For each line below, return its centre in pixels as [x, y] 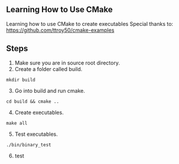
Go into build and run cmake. [50, 91]
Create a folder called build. [48, 69]
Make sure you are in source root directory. [67, 63]
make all [17, 123]
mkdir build [21, 80]
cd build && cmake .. [33, 101]
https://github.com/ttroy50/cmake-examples [60, 30]
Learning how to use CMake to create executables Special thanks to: [89, 24]
